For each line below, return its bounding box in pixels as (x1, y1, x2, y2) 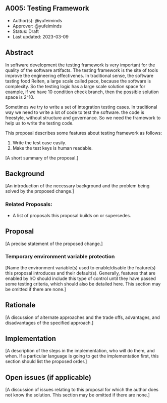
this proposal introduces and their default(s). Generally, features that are (5, 270, 155, 276)
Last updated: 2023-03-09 (12, 33, 69, 39)
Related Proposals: (5, 201, 52, 208)
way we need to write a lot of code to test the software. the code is (5, 109, 145, 115)
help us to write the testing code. (5, 120, 74, 126)
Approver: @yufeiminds (12, 23, 62, 29)
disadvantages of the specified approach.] (5, 319, 94, 326)
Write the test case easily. (12, 139, 67, 146)
